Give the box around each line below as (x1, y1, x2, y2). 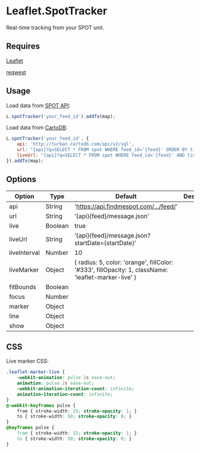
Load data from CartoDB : (6, 124, 68, 131)
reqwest (6, 69, 27, 76)
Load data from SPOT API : (6, 101, 71, 109)
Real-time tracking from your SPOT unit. (6, 24, 104, 31)
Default (115, 192, 137, 201)
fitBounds (9, 282, 37, 291)
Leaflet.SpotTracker (6, 4, 108, 18)
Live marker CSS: (6, 358, 49, 365)
